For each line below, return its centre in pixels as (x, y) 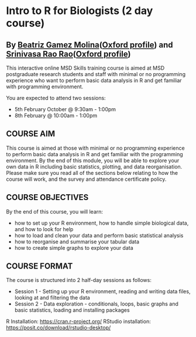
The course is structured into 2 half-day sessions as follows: (79, 280)
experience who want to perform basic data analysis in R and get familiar (94, 80)
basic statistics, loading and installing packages (72, 310)
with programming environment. (45, 87)
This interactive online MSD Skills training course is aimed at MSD (85, 68)
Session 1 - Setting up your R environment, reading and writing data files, (102, 291)
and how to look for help (44, 229)
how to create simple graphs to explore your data (74, 247)
